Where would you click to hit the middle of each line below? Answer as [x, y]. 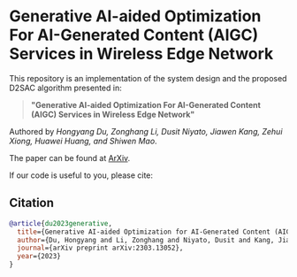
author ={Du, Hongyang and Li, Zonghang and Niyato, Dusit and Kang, [146, 240]
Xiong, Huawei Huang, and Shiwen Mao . [83, 141]
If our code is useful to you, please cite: [81, 175]
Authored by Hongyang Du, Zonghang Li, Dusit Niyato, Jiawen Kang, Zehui [146, 131]
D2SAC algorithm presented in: [65, 88]
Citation [32, 203]
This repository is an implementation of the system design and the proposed [148, 78]
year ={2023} [39, 257]
